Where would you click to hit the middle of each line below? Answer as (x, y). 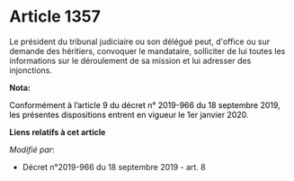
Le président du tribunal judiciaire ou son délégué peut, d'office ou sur (140, 41)
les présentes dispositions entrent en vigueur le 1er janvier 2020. (129, 114)
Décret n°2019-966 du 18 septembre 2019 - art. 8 (114, 167)
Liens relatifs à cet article (58, 131)
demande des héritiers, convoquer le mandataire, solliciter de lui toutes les (147, 50)
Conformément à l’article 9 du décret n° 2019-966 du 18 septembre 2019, (145, 104)
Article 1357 (55, 17)
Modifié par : (32, 149)
